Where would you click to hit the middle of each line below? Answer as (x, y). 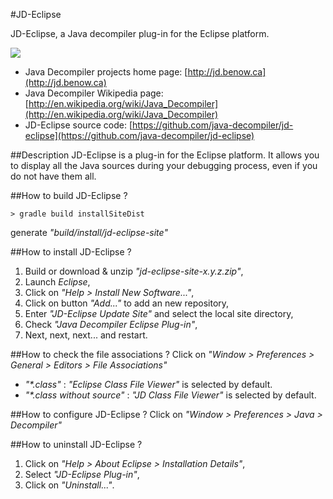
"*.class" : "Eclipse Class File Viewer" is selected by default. (148, 384)
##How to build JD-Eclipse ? (69, 195)
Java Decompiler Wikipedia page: (94, 93)
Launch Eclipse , (57, 282)
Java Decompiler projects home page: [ (106, 72)
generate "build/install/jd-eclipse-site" (89, 232)
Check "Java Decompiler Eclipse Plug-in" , (111, 324)
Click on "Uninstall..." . (69, 485)
